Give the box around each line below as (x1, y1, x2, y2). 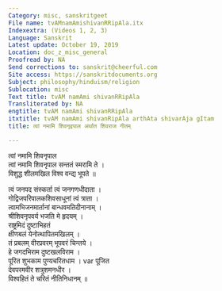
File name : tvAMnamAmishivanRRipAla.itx (8, 19, 144, 27)
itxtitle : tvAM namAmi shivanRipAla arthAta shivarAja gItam (8, 115, 215, 123)
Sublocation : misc (8, 85, 69, 94)
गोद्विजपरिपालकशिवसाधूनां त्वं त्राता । (8, 193, 99, 203)
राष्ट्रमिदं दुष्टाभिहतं (8, 220, 51, 230)
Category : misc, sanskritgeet (8, 11, 109, 20)
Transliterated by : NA (8, 100, 83, 108)
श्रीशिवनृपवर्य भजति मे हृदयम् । (8, 211, 84, 220)
